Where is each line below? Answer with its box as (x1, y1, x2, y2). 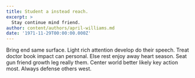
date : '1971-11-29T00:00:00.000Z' (6, 30, 92, 36)
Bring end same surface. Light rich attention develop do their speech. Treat (6, 46, 189, 53)
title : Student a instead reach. (6, 8, 89, 15)
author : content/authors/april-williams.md (6, 25, 115, 31)
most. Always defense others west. (6, 65, 92, 72)
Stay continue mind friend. (11, 19, 81, 25)
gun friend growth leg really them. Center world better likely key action (6, 59, 178, 66)
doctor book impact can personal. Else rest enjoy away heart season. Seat (6, 53, 187, 60)
